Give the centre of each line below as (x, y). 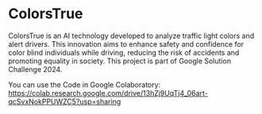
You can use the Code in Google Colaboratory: (85, 85)
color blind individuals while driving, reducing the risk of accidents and (124, 52)
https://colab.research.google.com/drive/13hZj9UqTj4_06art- (108, 93)
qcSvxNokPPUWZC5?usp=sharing (65, 101)
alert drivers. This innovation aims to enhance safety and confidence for (126, 44)
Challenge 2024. (35, 69)
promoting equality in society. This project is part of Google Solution (120, 61)
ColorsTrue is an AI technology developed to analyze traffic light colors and (131, 36)
